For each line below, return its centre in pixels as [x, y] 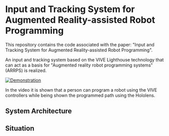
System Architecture [39, 111]
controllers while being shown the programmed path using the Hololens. [80, 95]
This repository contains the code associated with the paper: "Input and [80, 44]
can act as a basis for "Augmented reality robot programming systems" [79, 65]
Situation [20, 128]
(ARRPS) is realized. [26, 70]
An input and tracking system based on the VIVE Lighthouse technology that [84, 59]
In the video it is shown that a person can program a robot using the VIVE [81, 90]
